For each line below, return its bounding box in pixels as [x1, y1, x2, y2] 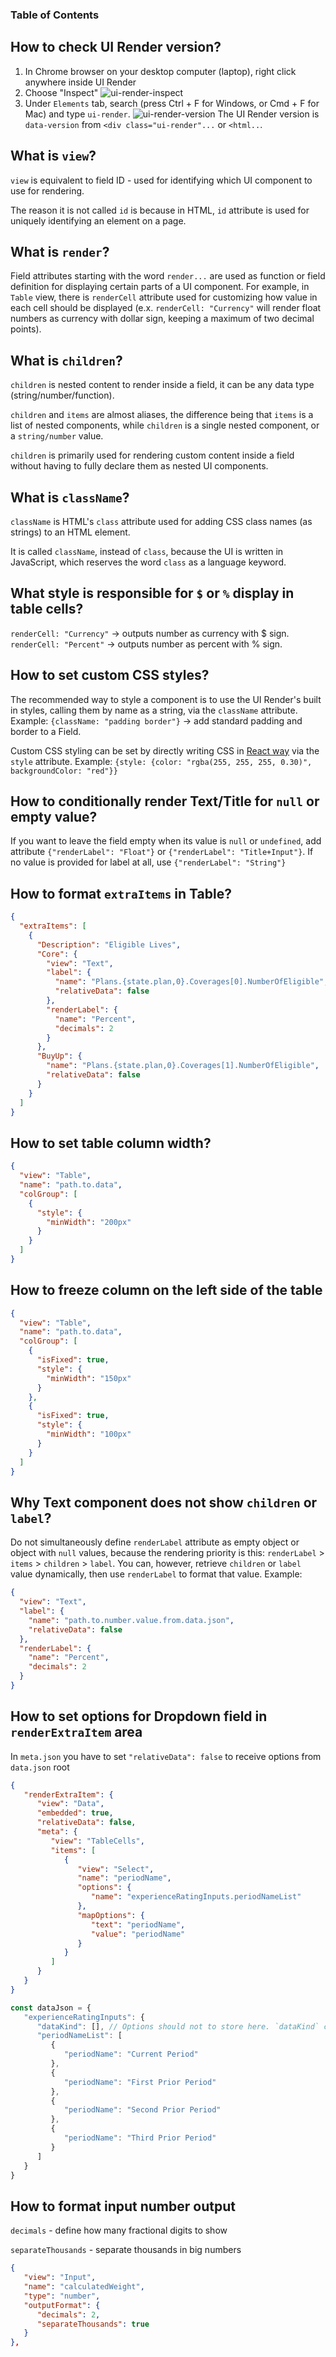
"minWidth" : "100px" [46, 1429, 132, 1440]
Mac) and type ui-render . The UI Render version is [24, 108, 320, 120]
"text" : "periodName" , [90, 1919, 186, 1930]
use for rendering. [10, 184, 85, 197]
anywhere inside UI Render [24, 76, 137, 88]
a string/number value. [10, 430, 104, 442]
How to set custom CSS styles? [10, 667, 210, 684]
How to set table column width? [10, 1134, 212, 1152]
